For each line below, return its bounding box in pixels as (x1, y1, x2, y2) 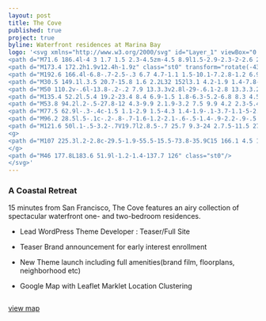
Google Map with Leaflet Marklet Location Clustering (19, 281, 192, 291)
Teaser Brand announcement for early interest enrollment (19, 243, 207, 252)
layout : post (8, 11, 51, 20)
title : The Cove (8, 19, 62, 27)
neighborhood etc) (19, 266, 82, 276)
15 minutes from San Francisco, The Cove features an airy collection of (8, 203, 240, 212)
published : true (8, 26, 62, 34)
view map (8, 304, 40, 313)
